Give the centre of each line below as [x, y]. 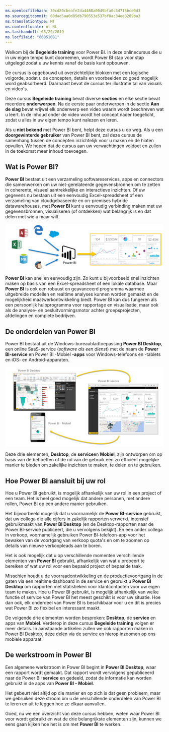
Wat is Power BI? [32, 167]
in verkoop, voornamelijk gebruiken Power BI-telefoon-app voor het [75, 535]
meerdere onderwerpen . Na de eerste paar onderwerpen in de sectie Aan [82, 104]
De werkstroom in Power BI [49, 655]
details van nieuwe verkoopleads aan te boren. [54, 546]
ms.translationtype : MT [30, 21]
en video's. [17, 89]
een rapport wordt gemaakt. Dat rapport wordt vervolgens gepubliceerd [80, 673]
